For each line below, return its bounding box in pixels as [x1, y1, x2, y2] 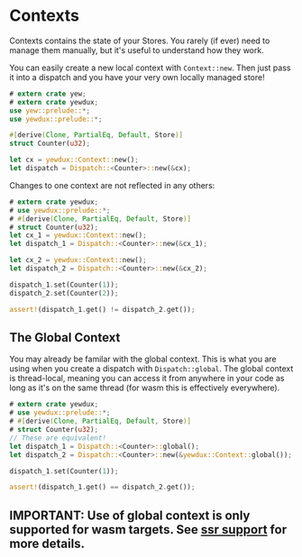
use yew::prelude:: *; [9, 105, 91, 115]
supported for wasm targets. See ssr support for [9, 522, 287, 537]
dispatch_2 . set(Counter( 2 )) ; [9, 288, 119, 297]
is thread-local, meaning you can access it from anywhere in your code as [9, 373, 285, 384]
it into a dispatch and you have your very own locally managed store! [9, 71, 265, 82]
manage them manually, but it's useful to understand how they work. [9, 44, 264, 55]
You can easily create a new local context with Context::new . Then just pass [9, 62, 291, 73]
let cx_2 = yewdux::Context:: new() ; [9, 256, 147, 265]
